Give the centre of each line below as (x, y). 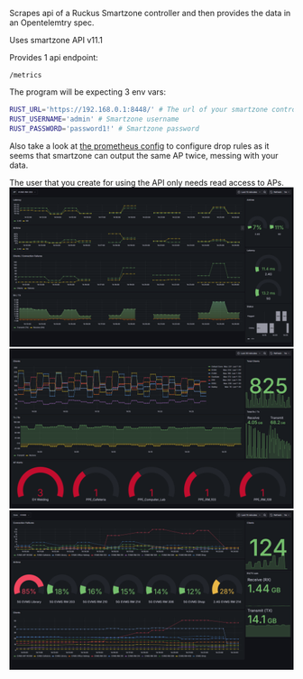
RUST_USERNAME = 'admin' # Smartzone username (94, 119)
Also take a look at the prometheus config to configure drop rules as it (139, 146)
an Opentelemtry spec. (52, 23)
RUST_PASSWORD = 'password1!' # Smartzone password (105, 128)
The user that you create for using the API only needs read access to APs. (147, 182)
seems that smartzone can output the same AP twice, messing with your (144, 155)
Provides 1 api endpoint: (54, 57)
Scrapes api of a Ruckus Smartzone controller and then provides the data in (150, 13)
